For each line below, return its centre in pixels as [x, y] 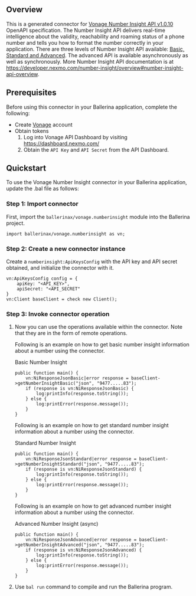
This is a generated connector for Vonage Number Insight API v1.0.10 [90, 24]
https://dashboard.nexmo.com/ [61, 143]
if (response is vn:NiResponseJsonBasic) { [80, 389]
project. [16, 223]
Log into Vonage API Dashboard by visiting [76, 137]
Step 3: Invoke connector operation [58, 314]
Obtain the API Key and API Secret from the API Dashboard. [96, 149]
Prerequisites [31, 93]
